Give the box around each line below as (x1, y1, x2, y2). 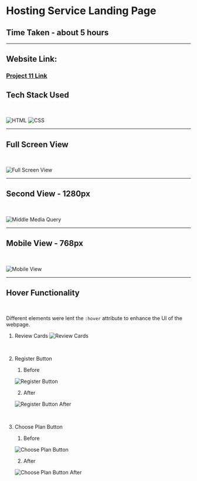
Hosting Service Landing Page (6, 4, 157, 18)
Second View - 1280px (6, 189, 91, 199)
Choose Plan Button (14, 423, 63, 430)
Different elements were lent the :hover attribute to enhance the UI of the (6, 315, 183, 322)
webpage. (6, 321, 30, 328)
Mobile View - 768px (6, 238, 83, 248)
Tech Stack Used (6, 90, 69, 100)
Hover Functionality (6, 288, 80, 298)
